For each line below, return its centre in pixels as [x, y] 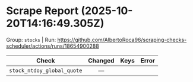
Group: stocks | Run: [31, 40]
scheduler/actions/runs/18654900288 [53, 46]
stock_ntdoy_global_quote [46, 70]
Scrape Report [42, 11]
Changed [101, 60]
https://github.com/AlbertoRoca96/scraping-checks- [122, 40]
